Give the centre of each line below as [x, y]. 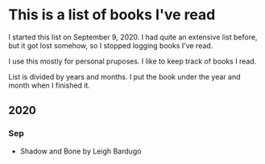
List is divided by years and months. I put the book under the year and [124, 76]
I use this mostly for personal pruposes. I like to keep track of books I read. [132, 61]
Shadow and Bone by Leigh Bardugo [81, 151]
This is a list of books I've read [112, 15]
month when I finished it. [50, 85]
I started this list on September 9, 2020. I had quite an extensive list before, [133, 37]
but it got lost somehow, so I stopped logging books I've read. [111, 45]
